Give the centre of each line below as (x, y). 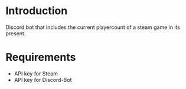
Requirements (41, 57)
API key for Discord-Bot (43, 80)
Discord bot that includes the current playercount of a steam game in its (93, 27)
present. (16, 33)
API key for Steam (36, 73)
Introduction (37, 11)
